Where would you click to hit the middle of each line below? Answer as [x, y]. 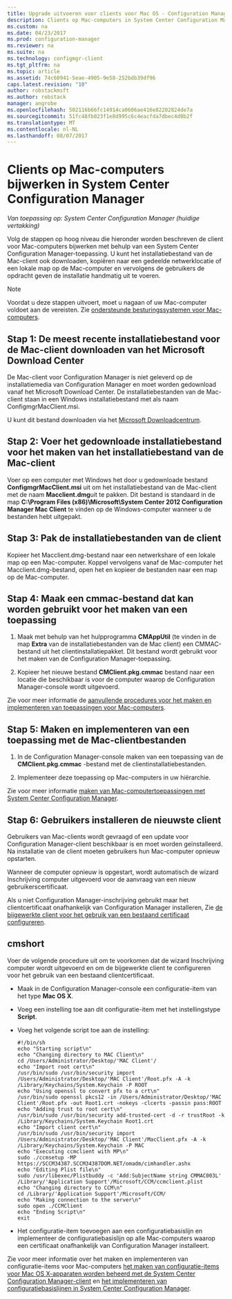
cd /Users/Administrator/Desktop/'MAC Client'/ [87, 1061]
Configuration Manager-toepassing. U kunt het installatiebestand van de [110, 254]
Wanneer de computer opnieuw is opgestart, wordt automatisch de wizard [113, 872]
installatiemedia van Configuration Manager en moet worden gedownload [112, 385]
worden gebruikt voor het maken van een [97, 610]
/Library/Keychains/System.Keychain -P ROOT [82, 1085]
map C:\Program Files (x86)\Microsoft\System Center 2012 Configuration [115, 502]
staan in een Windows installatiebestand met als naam [101, 399]
